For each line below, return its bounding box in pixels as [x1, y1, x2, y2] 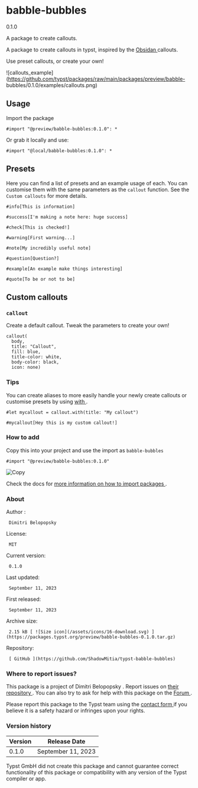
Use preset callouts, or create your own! [6, 57, 104, 65]
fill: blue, [11, 349, 41, 355]
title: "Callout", [11, 344, 57, 350]
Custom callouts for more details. [6, 192, 87, 199]
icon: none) [11, 365, 41, 371]
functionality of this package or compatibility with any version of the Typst [6, 768, 187, 776]
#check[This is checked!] [6, 224, 70, 230]
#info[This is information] [6, 204, 76, 210]
